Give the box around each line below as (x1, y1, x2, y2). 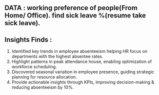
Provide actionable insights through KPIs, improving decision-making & (11, 79, 155, 85)
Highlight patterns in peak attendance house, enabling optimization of (11, 59, 152, 64)
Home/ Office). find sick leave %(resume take (4, 12, 146, 20)
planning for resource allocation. (11, 74, 77, 80)
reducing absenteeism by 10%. (11, 84, 74, 90)
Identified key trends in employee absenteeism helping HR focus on (11, 48, 148, 54)
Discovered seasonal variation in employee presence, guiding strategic (11, 69, 155, 75)
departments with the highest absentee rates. (11, 53, 103, 60)
